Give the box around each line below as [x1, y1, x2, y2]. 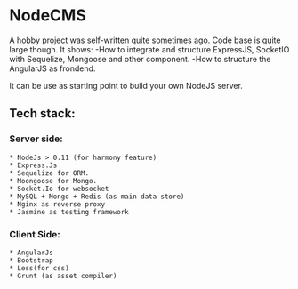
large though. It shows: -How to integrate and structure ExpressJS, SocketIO [9, 44, 290, 54]
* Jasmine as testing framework [9, 207, 129, 216]
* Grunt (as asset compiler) [9, 271, 117, 280]
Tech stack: [9, 106, 76, 121]
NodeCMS [9, 5, 86, 26]
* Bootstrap [9, 255, 53, 265]
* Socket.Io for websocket [9, 184, 109, 193]
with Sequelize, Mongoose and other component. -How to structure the [9, 53, 271, 64]
